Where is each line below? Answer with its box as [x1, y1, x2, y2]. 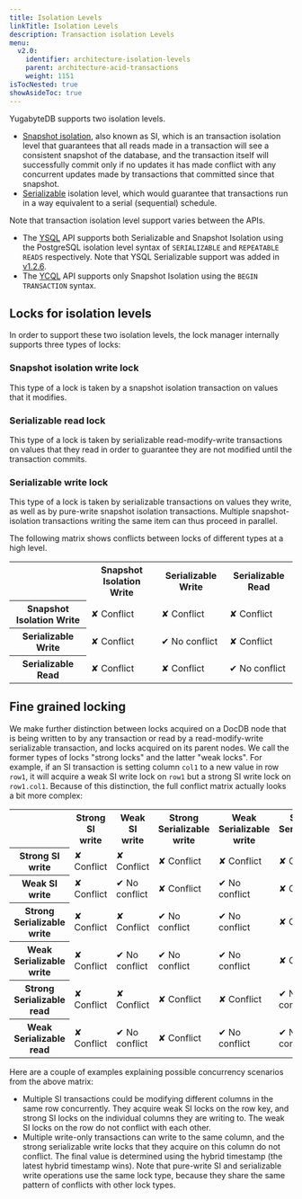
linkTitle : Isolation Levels [9, 22, 119, 31]
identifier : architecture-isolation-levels [25, 55, 191, 64]
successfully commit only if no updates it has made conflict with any [22, 159, 277, 170]
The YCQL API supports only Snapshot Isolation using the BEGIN [22, 271, 258, 281]
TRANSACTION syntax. [22, 280, 97, 290]
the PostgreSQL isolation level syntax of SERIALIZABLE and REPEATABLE [22, 242, 280, 253]
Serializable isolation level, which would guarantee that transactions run [22, 188, 289, 199]
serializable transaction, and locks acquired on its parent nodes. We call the [9, 742, 289, 753]
